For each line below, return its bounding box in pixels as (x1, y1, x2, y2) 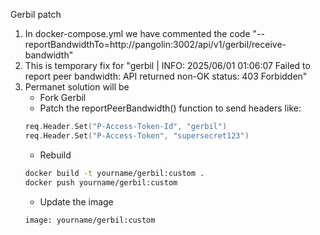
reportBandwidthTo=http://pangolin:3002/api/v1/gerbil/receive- (24, 39, 287, 50)
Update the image (39, 195, 114, 208)
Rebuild (39, 149, 72, 161)
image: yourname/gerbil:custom (24, 215, 156, 225)
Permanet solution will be (24, 81, 130, 93)
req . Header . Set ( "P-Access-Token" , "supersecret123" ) (24, 130, 250, 141)
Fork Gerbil (39, 92, 87, 103)
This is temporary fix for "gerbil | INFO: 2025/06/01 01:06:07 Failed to (24, 60, 311, 71)
